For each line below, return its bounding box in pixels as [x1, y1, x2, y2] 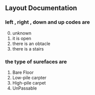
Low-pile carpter [12, 74, 47, 81]
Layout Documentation [5, 4, 78, 12]
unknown [12, 30, 32, 36]
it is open [12, 35, 31, 41]
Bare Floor [12, 69, 34, 75]
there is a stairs [12, 46, 44, 51]
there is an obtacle [12, 41, 50, 47]
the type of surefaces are [5, 58, 67, 65]
